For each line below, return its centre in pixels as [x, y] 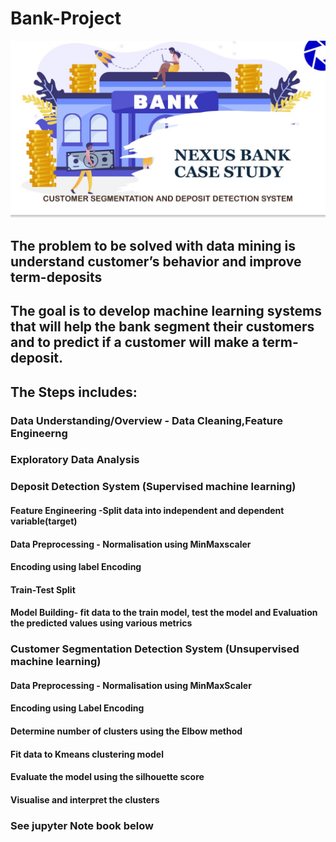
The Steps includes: [74, 392]
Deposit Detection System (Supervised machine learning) [153, 487]
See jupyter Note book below [82, 825]
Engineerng [39, 433]
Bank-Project [66, 18]
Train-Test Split [43, 589]
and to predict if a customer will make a [135, 342]
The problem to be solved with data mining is [153, 245]
